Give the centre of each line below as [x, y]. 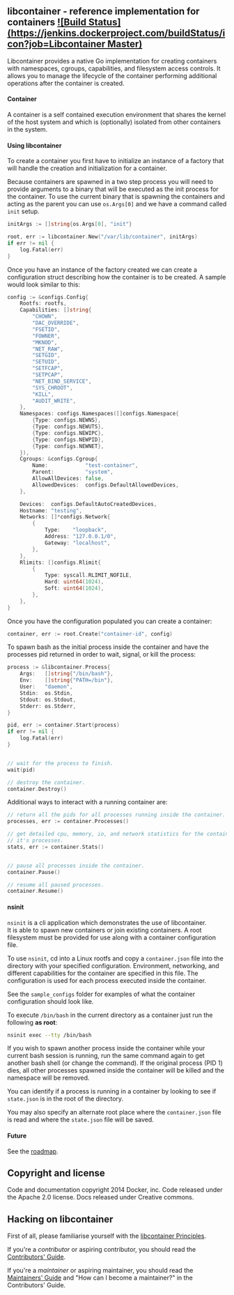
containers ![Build [47, 23]
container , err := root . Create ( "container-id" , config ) [90, 634]
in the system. [28, 130]
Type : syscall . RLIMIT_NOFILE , [88, 575]
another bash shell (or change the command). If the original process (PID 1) [115, 1063]
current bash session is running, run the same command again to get [106, 1056]
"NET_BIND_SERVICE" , [62, 381]
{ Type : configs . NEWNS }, [67, 420]
